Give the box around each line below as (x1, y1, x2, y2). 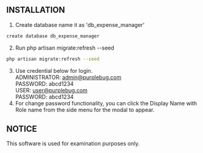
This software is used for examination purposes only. (6, 140, 140, 147)
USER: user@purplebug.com (15, 86, 87, 94)
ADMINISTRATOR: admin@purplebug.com (15, 73, 122, 81)
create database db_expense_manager (6, 33, 100, 39)
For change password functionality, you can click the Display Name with (15, 99, 197, 106)
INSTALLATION (6, 5, 65, 15)
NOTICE (6, 124, 37, 134)
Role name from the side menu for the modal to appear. (15, 106, 155, 113)
